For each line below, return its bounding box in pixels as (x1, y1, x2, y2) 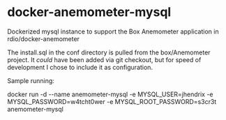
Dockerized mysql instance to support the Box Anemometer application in (7, 27, 219, 36)
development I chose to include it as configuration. (7, 63, 153, 71)
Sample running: (7, 76, 54, 84)
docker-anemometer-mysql (7, 4, 172, 20)
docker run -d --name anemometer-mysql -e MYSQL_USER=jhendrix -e (7, 90, 214, 98)
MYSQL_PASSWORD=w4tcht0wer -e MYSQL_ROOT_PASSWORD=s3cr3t (7, 97, 217, 105)
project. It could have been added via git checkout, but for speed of (7, 55, 202, 63)
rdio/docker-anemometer (7, 34, 80, 43)
